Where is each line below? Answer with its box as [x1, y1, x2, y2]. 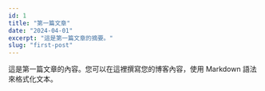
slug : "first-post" [8, 42, 73, 49]
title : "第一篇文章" [8, 19, 70, 27]
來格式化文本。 [8, 74, 57, 84]
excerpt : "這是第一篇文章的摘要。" [8, 34, 113, 42]
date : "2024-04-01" [8, 26, 73, 34]
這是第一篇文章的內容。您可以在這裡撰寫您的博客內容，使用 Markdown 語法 [8, 65, 257, 74]
